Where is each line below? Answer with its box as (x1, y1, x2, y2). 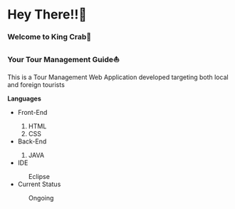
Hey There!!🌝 (7, 6, 88, 23)
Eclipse (28, 173, 50, 181)
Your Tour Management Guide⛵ (7, 55, 120, 65)
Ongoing (28, 194, 54, 203)
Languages (7, 94, 41, 103)
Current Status (17, 180, 61, 188)
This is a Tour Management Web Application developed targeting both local (7, 73, 229, 81)
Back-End (17, 137, 47, 146)
